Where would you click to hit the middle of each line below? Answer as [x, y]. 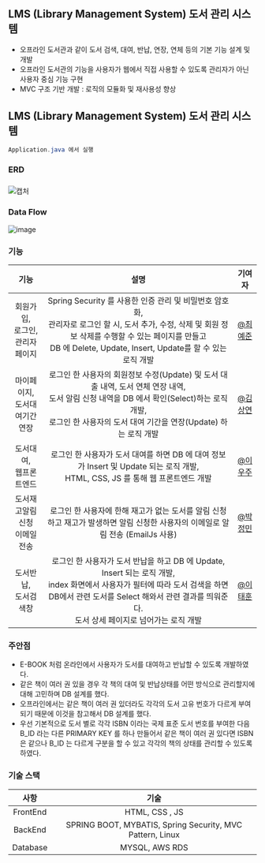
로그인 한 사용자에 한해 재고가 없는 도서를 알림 [130, 510]
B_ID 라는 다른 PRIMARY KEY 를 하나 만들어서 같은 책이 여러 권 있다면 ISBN [136, 734]
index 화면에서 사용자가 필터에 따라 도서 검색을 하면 [138, 585]
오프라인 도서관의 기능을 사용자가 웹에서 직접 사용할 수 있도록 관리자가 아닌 [134, 69]
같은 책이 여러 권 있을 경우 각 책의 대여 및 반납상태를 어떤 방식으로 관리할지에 [137, 684]
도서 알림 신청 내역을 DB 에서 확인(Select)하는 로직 [138, 398]
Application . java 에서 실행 [51, 149]
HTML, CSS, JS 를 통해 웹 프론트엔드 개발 [138, 478]
